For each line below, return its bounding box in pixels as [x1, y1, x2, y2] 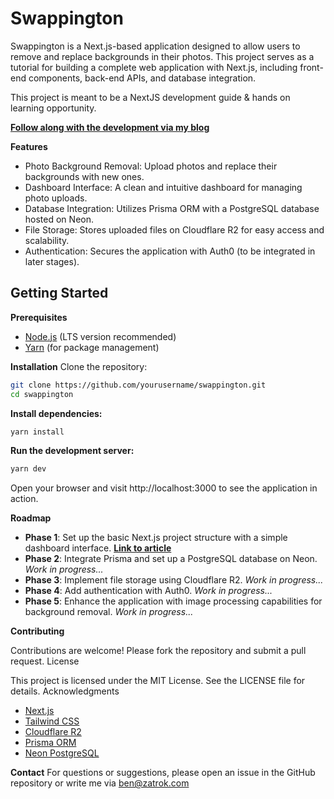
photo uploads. [24, 192, 88, 204]
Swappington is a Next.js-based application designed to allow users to [10, 40, 301, 52]
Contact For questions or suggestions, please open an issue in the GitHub [10, 767, 316, 779]
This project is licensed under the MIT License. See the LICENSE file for [10, 675, 306, 687]
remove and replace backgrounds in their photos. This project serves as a [10, 50, 315, 62]
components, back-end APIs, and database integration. [28, 72, 257, 84]
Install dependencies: [10, 407, 103, 419]
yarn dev [10, 464, 47, 474]
